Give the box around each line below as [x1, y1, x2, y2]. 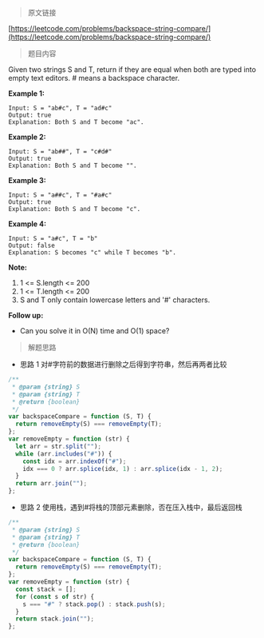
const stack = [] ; [15, 585, 77, 593]
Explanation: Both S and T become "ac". [8, 118, 145, 126]
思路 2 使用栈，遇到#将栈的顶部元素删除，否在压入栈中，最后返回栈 [19, 503, 243, 512]
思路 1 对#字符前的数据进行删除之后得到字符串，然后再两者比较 [19, 360, 227, 369]
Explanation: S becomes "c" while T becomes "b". [8, 249, 177, 257]
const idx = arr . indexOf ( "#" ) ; [22, 457, 127, 465]
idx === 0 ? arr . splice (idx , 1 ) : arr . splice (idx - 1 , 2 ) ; [22, 465, 223, 473]
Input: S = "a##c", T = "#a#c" [8, 191, 112, 199]
